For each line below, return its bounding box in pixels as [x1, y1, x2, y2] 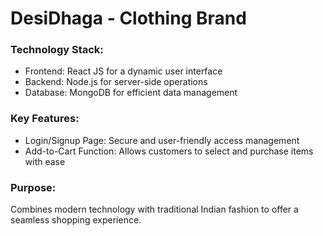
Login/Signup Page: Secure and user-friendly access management [24, 134, 300, 146]
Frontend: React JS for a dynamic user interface [24, 65, 223, 77]
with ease [24, 155, 66, 167]
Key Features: [10, 112, 80, 126]
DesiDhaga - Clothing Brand [10, 7, 247, 30]
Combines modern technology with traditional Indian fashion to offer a [10, 203, 299, 216]
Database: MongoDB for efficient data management [24, 87, 238, 99]
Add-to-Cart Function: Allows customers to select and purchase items [24, 145, 314, 157]
